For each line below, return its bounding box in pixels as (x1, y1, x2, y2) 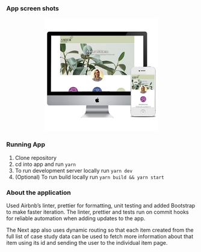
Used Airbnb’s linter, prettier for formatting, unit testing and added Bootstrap (6, 201, 196, 209)
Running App (6, 140, 45, 149)
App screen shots (6, 4, 59, 13)
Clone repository (14, 154, 57, 161)
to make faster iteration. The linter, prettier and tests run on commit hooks (6, 208, 190, 215)
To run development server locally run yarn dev (14, 167, 133, 174)
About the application (6, 188, 71, 197)
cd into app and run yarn (14, 161, 76, 168)
